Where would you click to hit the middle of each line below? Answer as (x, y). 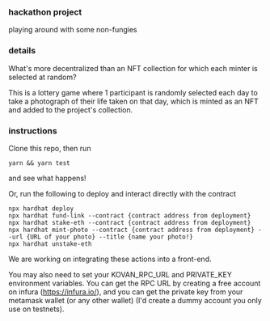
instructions (33, 130)
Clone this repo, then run (50, 148)
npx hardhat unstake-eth (50, 244)
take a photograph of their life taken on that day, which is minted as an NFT (133, 101)
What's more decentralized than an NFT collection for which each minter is (133, 68)
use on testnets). (36, 309)
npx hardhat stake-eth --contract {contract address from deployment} (130, 222)
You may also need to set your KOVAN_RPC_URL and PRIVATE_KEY (120, 274)
